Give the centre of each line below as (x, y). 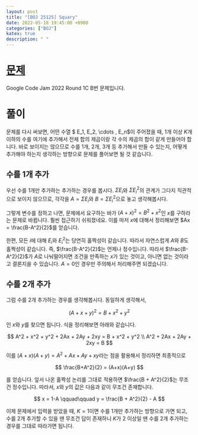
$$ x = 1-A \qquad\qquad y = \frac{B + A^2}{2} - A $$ (99, 399)
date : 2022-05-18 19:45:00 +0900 (47, 23)
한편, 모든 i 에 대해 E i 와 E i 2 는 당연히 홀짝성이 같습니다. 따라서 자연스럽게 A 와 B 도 (98, 240)
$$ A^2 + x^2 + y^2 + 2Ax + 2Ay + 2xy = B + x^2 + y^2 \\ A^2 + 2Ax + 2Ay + (99, 336)
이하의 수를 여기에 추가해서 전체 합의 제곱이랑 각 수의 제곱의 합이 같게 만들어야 (96, 139)
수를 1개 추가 (27, 175)
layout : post (22, 12)
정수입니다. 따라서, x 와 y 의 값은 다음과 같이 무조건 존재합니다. (83, 387)
